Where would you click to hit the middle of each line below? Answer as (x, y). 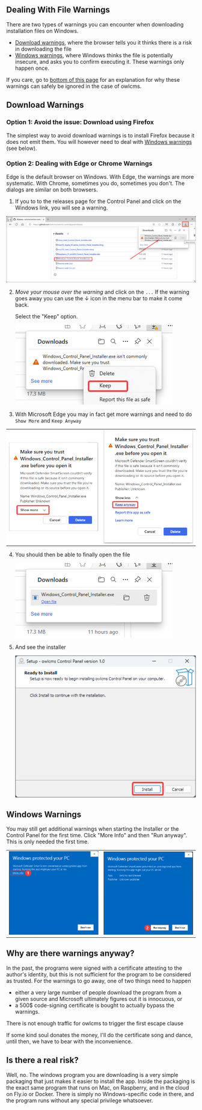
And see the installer (40, 647)
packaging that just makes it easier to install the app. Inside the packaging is (101, 1081)
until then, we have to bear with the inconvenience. (69, 1041)
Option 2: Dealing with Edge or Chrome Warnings (79, 164)
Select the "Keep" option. (46, 316)
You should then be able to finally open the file (72, 555)
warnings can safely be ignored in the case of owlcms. (74, 86)
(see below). (22, 148)
